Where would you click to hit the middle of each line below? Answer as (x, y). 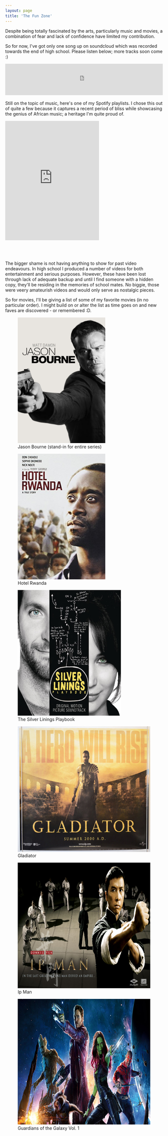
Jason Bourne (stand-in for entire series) (60, 447)
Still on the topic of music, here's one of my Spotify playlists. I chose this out (84, 103)
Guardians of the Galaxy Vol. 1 (48, 1128)
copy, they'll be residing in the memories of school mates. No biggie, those (82, 284)
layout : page (19, 11)
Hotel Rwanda (32, 583)
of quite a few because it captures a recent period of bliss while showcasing (84, 109)
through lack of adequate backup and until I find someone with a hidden (79, 279)
